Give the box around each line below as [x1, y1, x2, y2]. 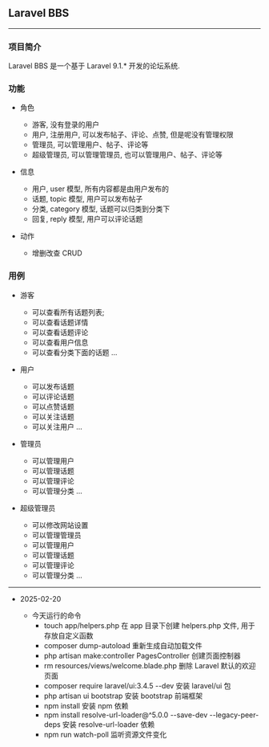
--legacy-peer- [209, 710, 259, 720]
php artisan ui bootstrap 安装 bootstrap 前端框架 [43, 691, 203, 700]
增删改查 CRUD [31, 248, 82, 258]
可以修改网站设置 [31, 520, 89, 529]
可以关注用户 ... [31, 422, 82, 431]
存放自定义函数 [43, 631, 94, 640]
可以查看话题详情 [31, 317, 89, 327]
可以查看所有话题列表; [31, 307, 105, 316]
